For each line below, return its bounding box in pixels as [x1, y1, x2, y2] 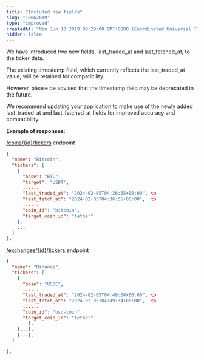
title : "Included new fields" [6, 8, 83, 15]
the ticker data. [6, 55, 44, 62]
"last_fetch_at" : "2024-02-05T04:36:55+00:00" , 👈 [22, 196, 156, 202]
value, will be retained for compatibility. [6, 73, 105, 80]
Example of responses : [6, 127, 66, 135]
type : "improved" [6, 20, 50, 26]
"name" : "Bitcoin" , [12, 157, 61, 163]
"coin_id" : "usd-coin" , [22, 309, 83, 315]
